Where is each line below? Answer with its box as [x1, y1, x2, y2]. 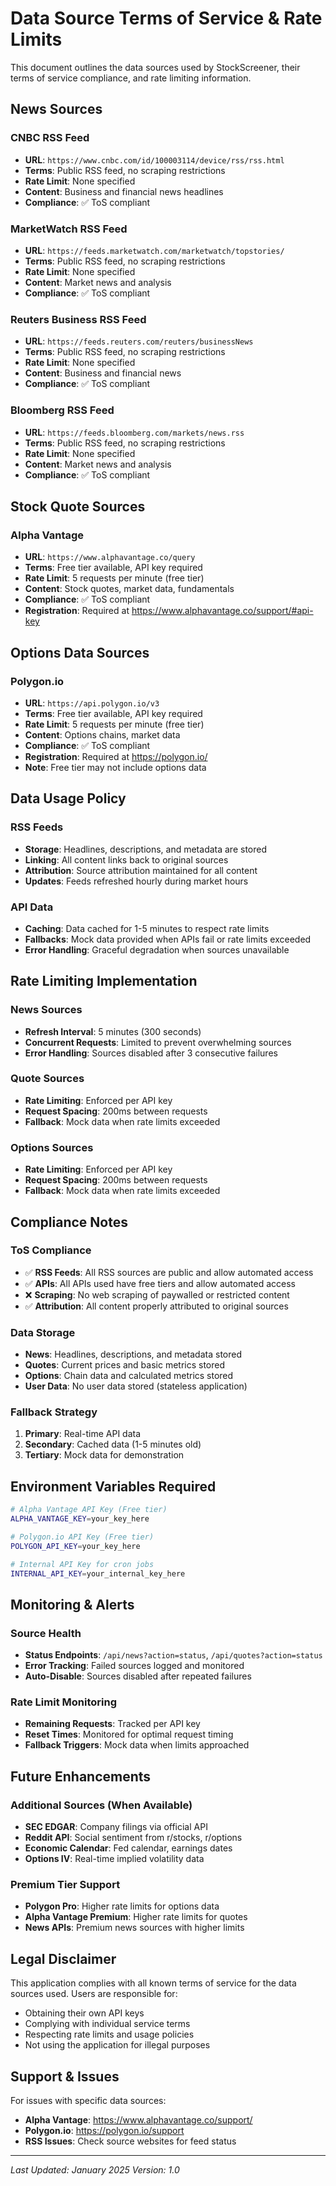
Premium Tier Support [10, 1878, 121, 1892]
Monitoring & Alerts [10, 1596, 135, 1613]
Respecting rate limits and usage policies [24, 2028, 195, 2041]
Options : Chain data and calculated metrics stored [24, 1370, 234, 1382]
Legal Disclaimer [10, 1950, 117, 1967]
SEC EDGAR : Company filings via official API [24, 1821, 208, 1833]
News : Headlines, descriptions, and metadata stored [24, 1348, 242, 1361]
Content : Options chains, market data [24, 728, 181, 741]
